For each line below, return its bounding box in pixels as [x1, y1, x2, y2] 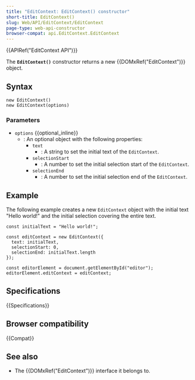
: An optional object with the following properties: [23, 136, 143, 143]
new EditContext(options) [6, 102, 69, 108]
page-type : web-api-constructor [6, 25, 85, 31]
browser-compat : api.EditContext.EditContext [6, 31, 119, 37]
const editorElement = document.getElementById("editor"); [6, 265, 154, 271]
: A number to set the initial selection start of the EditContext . [41, 160, 190, 168]
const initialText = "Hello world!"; [6, 224, 99, 230]
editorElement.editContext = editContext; [6, 270, 112, 276]
